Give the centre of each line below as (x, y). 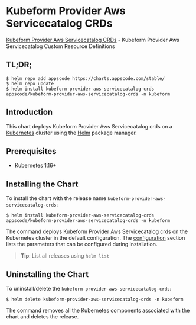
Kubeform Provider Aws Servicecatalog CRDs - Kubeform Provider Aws (93, 40)
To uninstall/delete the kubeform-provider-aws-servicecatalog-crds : (89, 289)
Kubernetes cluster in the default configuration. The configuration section (96, 238)
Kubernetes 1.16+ (35, 165)
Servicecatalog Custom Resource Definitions (61, 46)
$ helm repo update (30, 83)
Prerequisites (31, 151)
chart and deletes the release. (43, 317)
